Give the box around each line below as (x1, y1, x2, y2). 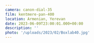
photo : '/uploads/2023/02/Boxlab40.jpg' (5, 30, 91, 35)
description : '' (5, 26, 39, 31)
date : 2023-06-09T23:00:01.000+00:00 (5, 21, 84, 26)
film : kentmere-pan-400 (5, 12, 55, 17)
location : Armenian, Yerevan (5, 16, 66, 21)
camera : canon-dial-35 (5, 7, 52, 12)
